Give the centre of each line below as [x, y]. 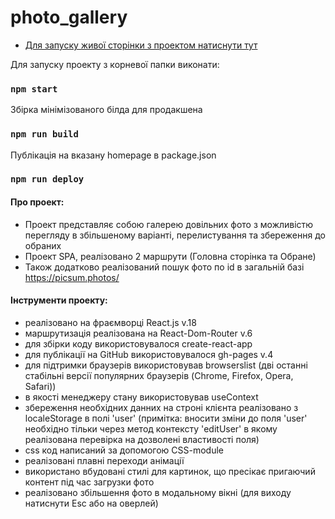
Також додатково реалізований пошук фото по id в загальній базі [164, 267]
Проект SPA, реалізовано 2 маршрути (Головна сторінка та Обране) [170, 256]
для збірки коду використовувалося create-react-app [138, 343]
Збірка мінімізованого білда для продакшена [106, 110]
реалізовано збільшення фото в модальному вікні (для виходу [158, 492]
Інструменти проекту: [59, 300]
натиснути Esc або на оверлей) [91, 503]
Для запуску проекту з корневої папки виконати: [115, 64]
